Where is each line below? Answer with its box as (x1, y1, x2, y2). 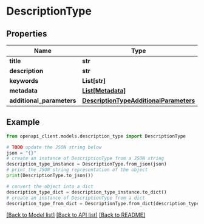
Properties (6, 29, 47, 39)
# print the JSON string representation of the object (6, 167, 148, 173)
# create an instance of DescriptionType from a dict (6, 195, 146, 201)
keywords (9, 77, 39, 85)
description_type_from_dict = (6, 200, 83, 206)
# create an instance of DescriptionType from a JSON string (6, 155, 165, 162)
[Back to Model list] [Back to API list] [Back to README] (6, 211, 146, 219)
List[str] (81, 77, 106, 85)
